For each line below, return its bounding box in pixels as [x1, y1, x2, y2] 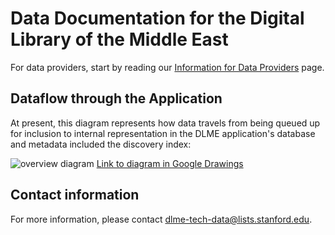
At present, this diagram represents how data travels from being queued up [10, 117, 321, 129]
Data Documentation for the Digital [10, 7, 305, 30]
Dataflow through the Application [10, 90, 223, 107]
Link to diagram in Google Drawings [96, 157, 244, 169]
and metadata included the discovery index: [10, 138, 192, 150]
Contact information [10, 187, 140, 204]
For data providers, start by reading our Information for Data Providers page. [10, 61, 325, 73]
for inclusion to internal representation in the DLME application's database [10, 127, 316, 139]
